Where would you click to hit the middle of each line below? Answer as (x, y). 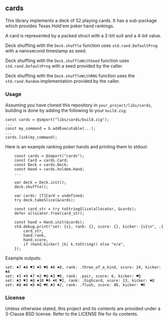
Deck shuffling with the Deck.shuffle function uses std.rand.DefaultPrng (81, 45)
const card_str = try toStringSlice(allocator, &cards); (75, 209)
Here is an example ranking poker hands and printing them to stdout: (77, 147)
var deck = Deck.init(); (40, 183)
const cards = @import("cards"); (49, 156)
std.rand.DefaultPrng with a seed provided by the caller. (64, 66)
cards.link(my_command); (31, 138)
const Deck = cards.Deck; (42, 165)
